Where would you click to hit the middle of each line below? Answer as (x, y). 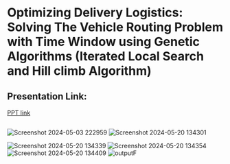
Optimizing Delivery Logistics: (95, 13)
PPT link (19, 113)
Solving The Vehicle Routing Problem (115, 27)
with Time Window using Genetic (104, 42)
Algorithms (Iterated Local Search (106, 57)
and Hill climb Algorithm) (80, 71)
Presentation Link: (47, 96)
